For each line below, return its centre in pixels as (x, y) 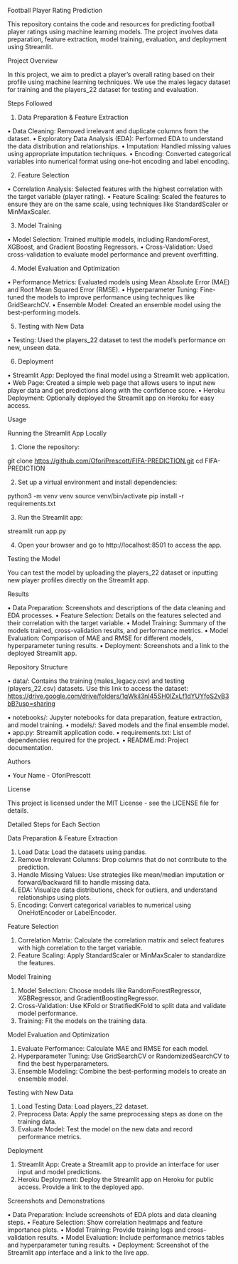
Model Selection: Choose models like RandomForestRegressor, (110, 991)
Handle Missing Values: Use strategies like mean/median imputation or (121, 875)
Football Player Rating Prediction (55, 10)
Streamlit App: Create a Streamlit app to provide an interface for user (118, 1164)
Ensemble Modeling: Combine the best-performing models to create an (122, 1071)
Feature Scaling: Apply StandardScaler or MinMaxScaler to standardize (121, 955)
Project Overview (33, 61)
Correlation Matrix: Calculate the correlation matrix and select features (121, 940)
